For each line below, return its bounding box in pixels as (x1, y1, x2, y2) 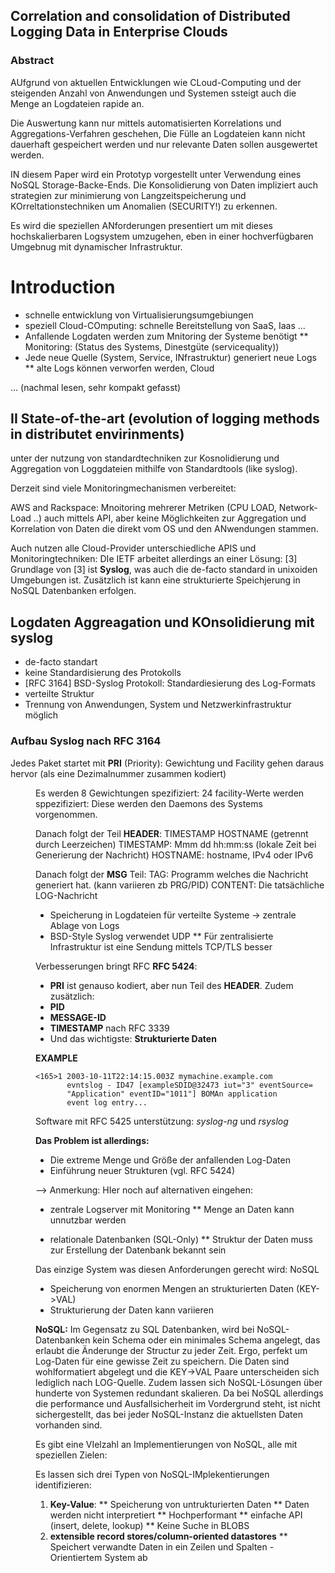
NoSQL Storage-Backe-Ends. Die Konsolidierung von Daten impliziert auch (10, 179, 319, 191)
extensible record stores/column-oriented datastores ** (49, 1530, 288, 1542)
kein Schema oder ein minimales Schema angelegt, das (92, 1334, 321, 1346)
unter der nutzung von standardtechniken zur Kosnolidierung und (10, 452, 280, 464)
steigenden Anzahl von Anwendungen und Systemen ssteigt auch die (10, 87, 297, 99)
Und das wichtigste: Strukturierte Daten (49, 1032, 217, 1044)
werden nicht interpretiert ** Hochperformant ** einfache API (49, 1509, 303, 1521)
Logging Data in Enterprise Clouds (10, 24, 228, 41)
